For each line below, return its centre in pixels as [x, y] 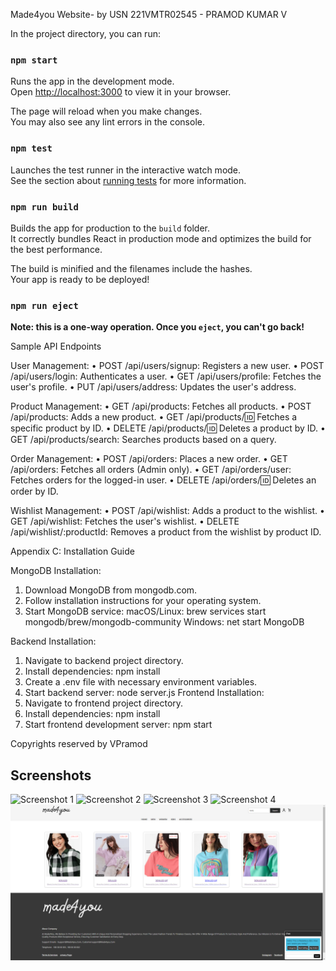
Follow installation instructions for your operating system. [143, 601]
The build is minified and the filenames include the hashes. [131, 268]
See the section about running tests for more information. [128, 180]
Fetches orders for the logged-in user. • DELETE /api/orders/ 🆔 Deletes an [163, 480]
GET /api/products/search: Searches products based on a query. [143, 440]
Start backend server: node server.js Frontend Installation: [144, 693]
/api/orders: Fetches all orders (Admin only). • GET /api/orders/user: [151, 470]
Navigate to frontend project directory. [104, 703]
